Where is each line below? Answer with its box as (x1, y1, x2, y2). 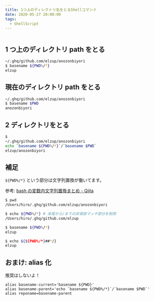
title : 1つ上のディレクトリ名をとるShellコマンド (5, 7, 97, 12)
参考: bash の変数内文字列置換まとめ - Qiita (5, 188, 94, 194)
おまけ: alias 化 (5, 258, 52, 267)
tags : (5, 16, 16, 21)
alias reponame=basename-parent (5, 291, 72, 296)
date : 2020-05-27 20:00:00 (5, 12, 61, 17)
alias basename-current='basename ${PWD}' (5, 282, 94, 288)
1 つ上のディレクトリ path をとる (5, 45, 105, 54)
